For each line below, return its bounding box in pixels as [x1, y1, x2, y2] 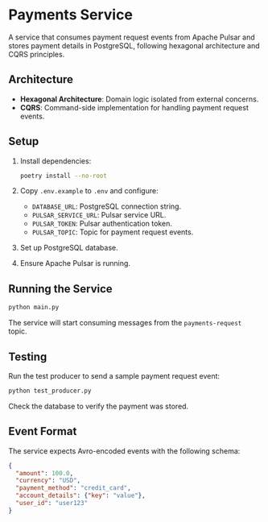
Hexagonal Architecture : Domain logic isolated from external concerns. [19, 94, 259, 104]
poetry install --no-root [19, 172, 107, 180]
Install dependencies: [19, 155, 92, 166]
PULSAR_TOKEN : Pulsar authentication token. [31, 219, 173, 229]
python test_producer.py [8, 387, 92, 395]
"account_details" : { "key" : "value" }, [15, 491, 146, 500]
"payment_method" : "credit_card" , [15, 484, 131, 492]
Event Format [8, 425, 77, 438]
